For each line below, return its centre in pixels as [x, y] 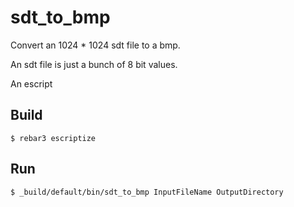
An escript [31, 83]
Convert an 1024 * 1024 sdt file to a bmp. [95, 45]
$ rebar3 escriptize [53, 138]
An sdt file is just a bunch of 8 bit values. [94, 64]
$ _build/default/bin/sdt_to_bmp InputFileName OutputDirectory [147, 192]
